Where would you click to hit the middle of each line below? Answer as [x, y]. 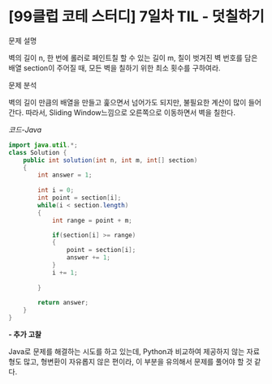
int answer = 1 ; [65, 175]
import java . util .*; [43, 145]
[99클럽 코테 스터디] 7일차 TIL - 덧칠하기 [136, 17]
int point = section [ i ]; [80, 198]
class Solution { [38, 152]
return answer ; [63, 303]
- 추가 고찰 [25, 335]
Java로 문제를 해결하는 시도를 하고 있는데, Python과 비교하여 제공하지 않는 [127, 352]
